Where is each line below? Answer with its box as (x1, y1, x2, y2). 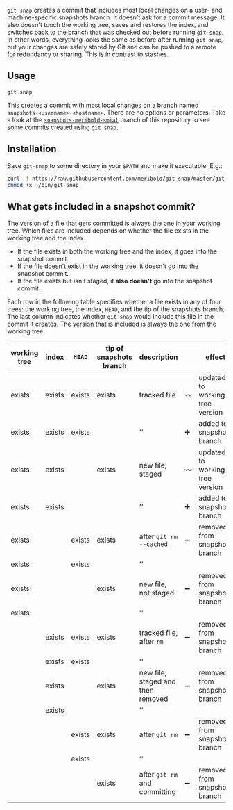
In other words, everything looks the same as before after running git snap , (7, 35, 223, 44)
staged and (139, 677, 176, 686)
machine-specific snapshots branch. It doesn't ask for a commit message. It (7, 13, 225, 22)
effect (205, 352, 226, 362)
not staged (139, 588, 175, 598)
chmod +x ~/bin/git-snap (7, 181, 79, 188)
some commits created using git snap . (7, 123, 119, 131)
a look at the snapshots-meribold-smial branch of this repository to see (7, 115, 210, 124)
